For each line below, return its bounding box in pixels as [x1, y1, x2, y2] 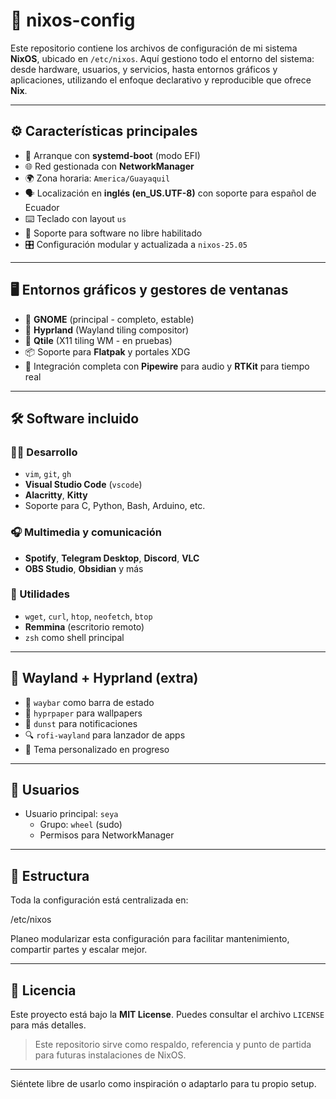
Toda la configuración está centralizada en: [10, 894, 189, 906]
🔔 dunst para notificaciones [24, 717, 138, 729]
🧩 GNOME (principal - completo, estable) [24, 313, 195, 325]
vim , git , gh [24, 468, 72, 480]
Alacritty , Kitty [24, 489, 88, 501]
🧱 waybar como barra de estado [24, 696, 155, 708]
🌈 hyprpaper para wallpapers [24, 707, 143, 719]
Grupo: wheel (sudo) [39, 819, 123, 831]
